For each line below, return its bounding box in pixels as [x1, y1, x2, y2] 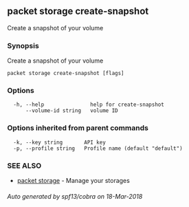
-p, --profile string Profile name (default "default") [13, 144, 184, 152]
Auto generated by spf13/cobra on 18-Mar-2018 [7, 192, 143, 200]
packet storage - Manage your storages [16, 177, 131, 184]
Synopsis [7, 41, 39, 50]
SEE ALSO [7, 161, 42, 171]
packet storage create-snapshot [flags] [7, 70, 125, 77]
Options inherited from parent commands [7, 123, 149, 133]
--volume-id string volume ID [25, 107, 118, 114]
